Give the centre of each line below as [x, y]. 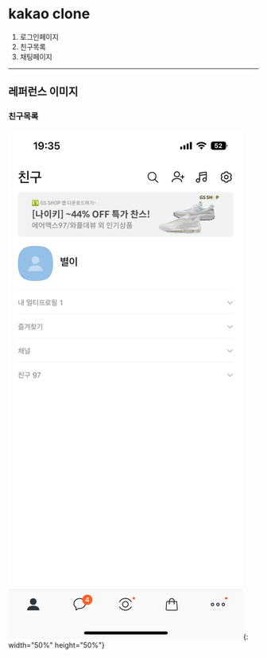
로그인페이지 [39, 37]
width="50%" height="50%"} [57, 644]
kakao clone [49, 14]
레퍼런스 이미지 [43, 92]
